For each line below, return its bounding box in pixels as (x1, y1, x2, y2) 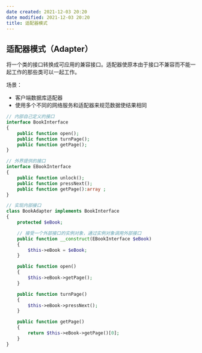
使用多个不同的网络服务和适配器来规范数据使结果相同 (14, 102, 147, 109)
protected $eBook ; (17, 219, 63, 226)
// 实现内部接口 (6, 202, 41, 208)
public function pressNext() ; (17, 180, 93, 187)
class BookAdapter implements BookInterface (6, 208, 120, 214)
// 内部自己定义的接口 (6, 114, 55, 120)
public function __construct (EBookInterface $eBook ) (17, 236, 152, 242)
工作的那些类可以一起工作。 (11, 69, 80, 76)
